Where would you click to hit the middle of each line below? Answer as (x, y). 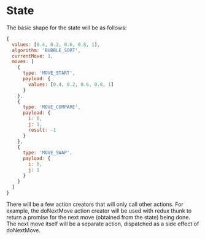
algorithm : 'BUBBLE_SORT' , (46, 50)
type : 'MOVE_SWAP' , (47, 153)
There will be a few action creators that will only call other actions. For (95, 204)
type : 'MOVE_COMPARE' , (52, 107)
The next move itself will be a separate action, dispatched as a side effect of (103, 224)
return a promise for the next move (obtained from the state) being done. (98, 218)
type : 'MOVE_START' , (49, 73)
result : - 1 (42, 130)
